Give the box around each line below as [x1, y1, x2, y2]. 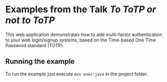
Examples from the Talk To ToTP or [5, 4, 156, 15]
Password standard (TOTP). [5, 42, 64, 48]
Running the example [5, 57, 75, 66]
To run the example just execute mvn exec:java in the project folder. [5, 71, 148, 77]
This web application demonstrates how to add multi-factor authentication [5, 31, 162, 37]
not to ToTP [5, 14, 55, 26]
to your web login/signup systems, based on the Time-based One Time [5, 37, 156, 43]
